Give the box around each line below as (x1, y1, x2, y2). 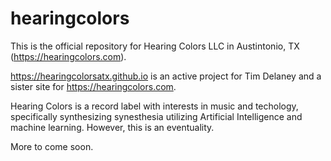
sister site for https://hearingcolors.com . (10, 80, 177, 92)
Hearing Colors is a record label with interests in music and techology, (10, 100, 299, 112)
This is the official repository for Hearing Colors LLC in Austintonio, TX (10, 40, 300, 52)
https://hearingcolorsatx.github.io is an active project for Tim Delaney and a (10, 70, 322, 82)
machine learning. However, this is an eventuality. (10, 121, 215, 133)
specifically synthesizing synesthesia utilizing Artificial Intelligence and (10, 110, 303, 122)
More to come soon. (10, 140, 94, 152)
